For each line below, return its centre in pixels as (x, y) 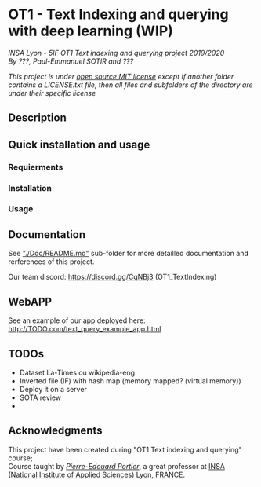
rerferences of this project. (51, 262)
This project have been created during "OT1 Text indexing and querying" (125, 449)
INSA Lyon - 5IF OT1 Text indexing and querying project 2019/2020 (116, 53)
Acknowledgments (56, 431)
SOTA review (40, 397)
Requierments (36, 167)
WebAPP (30, 301)
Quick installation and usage (79, 144)
